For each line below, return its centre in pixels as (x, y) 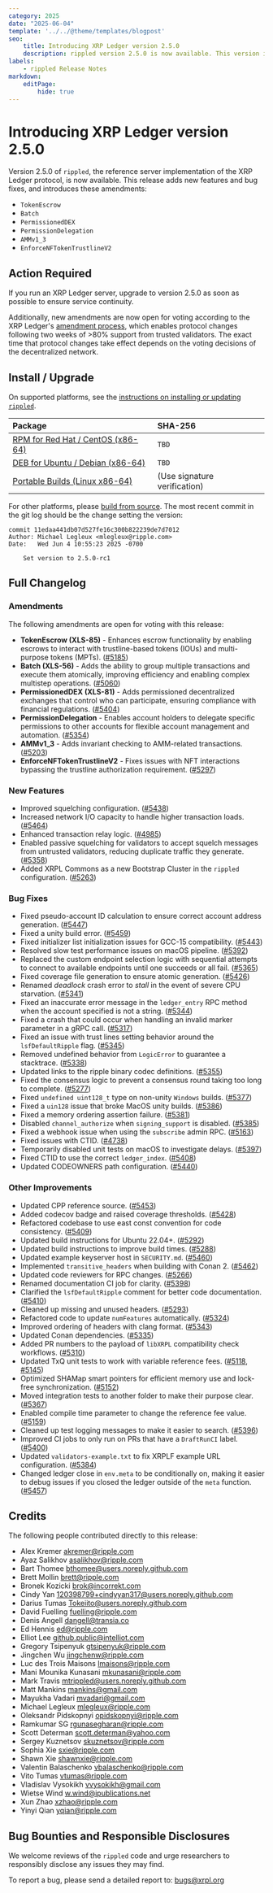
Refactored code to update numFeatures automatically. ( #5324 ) (125, 1317)
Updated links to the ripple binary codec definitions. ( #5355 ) (121, 1072)
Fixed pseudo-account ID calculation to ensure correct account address (141, 916)
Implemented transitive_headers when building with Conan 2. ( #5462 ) (139, 1266)
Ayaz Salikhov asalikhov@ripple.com (82, 1560)
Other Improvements (50, 1188)
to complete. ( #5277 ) (55, 1089)
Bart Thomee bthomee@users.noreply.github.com (104, 1569)
